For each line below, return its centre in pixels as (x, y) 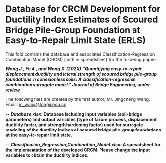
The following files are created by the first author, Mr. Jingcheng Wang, (78, 99)
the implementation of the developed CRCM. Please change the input (78, 150)
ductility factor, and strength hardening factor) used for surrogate (74, 125)
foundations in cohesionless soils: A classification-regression (71, 79)
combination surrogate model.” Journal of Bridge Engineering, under (78, 84)
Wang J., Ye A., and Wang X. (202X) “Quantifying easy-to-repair (74, 69)
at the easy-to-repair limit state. (39, 135)
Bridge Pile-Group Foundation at (73, 30)
